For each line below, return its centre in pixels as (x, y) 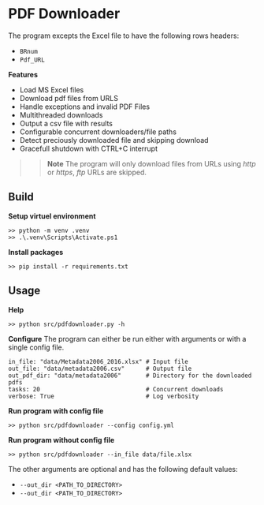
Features (23, 74)
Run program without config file (61, 440)
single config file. (36, 347)
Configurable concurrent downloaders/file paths (98, 132)
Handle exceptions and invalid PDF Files (85, 107)
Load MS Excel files (52, 90)
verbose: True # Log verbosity (104, 396)
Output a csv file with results (66, 123)
